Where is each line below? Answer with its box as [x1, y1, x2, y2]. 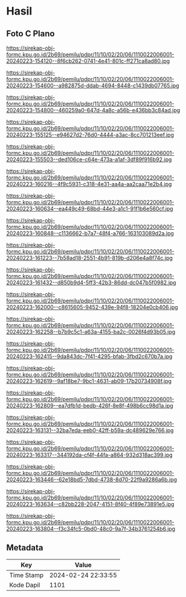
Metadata [6, 542, 43, 553]
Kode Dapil [9, 581, 40, 589]
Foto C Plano [6, 28, 55, 39]
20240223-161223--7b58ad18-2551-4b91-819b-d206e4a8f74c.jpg [6, 255, 173, 261]
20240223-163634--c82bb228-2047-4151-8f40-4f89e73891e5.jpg [6, 501, 175, 507]
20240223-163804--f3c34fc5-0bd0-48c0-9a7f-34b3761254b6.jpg [6, 525, 176, 532]
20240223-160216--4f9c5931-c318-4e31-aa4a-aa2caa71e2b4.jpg [6, 181, 172, 187]
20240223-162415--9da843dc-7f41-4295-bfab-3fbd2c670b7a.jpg [6, 353, 173, 360]
